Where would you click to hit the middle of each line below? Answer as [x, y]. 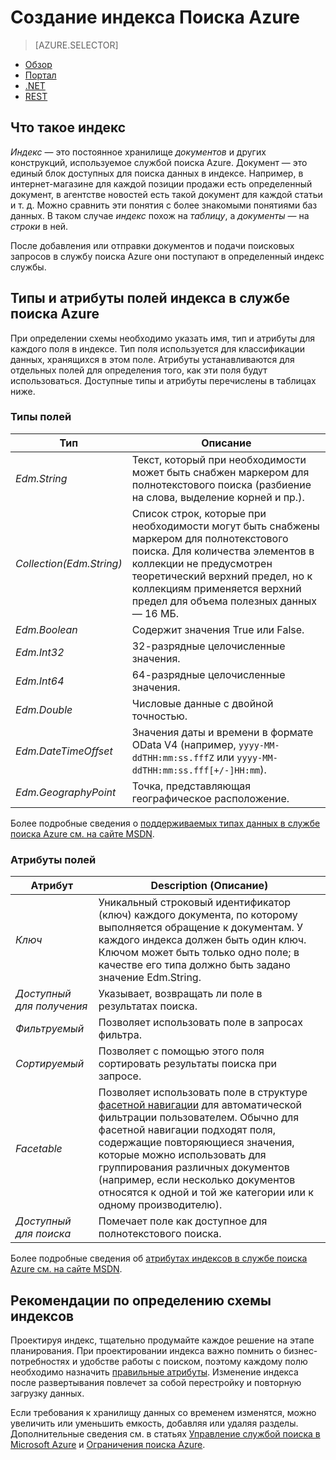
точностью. [159, 716]
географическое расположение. [210, 798]
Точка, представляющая [191, 786]
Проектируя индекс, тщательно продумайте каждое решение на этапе [162, 1340]
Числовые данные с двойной [202, 703]
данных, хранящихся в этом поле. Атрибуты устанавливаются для [152, 359]
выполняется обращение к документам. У [201, 928]
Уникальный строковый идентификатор [195, 903]
